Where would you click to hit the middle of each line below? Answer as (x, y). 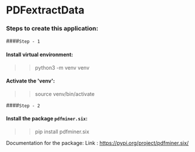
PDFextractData (45, 10)
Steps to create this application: (52, 29)
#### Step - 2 (23, 105)
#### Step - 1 (23, 41)
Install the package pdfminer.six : (47, 119)
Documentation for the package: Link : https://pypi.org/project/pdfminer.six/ (97, 143)
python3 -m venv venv (62, 67)
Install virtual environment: (40, 55)
